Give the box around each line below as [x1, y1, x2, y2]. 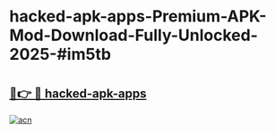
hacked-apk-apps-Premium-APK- [9, 6, 267, 27]
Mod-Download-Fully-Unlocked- [9, 25, 258, 46]
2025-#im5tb [9, 45, 112, 64]
